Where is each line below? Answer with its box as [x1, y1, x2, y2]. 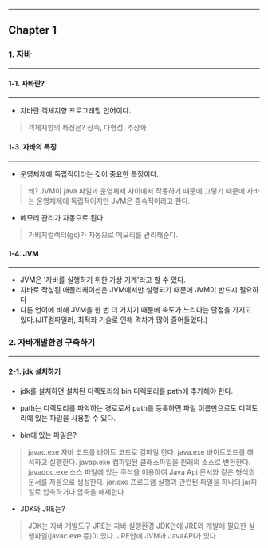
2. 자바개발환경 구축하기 [8, 337, 96, 348]
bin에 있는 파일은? [19, 430, 77, 439]
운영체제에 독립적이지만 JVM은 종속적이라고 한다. [36, 197, 191, 206]
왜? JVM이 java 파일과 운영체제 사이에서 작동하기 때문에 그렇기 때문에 [27, 186, 246, 196]
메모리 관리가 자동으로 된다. [19, 213, 106, 223]
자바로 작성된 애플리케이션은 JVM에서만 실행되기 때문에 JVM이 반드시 [19, 285, 238, 295]
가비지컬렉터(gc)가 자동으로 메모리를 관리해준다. [27, 230, 179, 240]
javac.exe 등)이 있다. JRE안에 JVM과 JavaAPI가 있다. [49, 530, 219, 540]
